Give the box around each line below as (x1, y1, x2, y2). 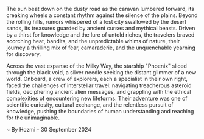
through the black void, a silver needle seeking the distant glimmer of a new (6, 69, 197, 76)
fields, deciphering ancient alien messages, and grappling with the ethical (6, 88, 191, 95)
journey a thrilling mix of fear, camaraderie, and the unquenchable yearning (6, 44, 196, 51)
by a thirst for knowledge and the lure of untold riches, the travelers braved (6, 31, 195, 38)
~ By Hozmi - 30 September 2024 (6, 126, 92, 133)
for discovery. (6, 51, 41, 57)
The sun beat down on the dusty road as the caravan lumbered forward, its (6, 5, 195, 12)
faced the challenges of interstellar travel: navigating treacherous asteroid (6, 82, 192, 89)
